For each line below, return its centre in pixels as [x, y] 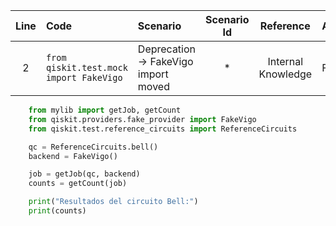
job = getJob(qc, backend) [84, 174]
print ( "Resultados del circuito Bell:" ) [113, 202]
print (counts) [57, 211]
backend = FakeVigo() [73, 156]
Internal [285, 61]
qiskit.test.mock [86, 67]
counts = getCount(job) [78, 184]
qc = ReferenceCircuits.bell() [93, 147]
